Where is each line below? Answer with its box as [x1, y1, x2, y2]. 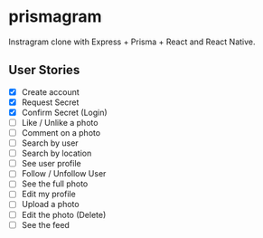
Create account [21, 86, 80, 97]
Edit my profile [21, 188, 76, 200]
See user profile [21, 158, 82, 169]
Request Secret [21, 97, 80, 108]
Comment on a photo [21, 128, 101, 138]
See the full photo [21, 178, 89, 189]
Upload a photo [21, 199, 80, 210]
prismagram [8, 6, 102, 27]
